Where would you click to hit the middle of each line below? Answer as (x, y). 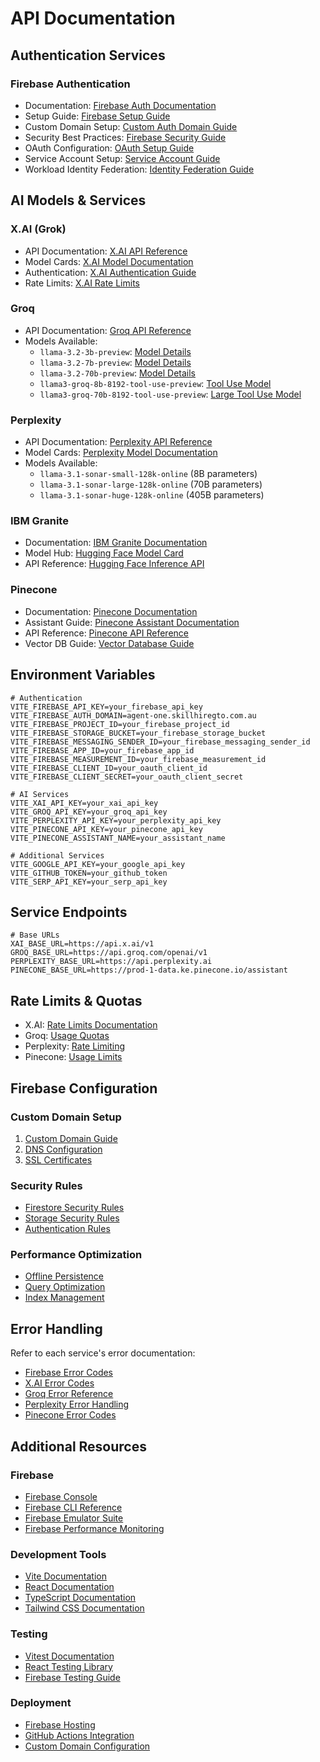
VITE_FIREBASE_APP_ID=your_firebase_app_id (102, 750)
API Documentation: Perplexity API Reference (118, 442)
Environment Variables (83, 675)
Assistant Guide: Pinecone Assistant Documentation (132, 622)
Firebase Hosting (60, 1724)
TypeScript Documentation (80, 1598)
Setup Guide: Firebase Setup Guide (97, 116)
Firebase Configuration (84, 1088)
